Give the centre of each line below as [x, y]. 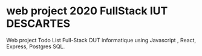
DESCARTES [38, 24]
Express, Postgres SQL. [36, 46]
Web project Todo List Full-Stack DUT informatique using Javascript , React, [101, 40]
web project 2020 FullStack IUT [87, 11]
